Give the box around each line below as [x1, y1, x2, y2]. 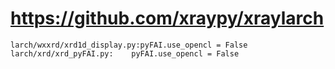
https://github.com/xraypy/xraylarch [10, 7, 325, 30]
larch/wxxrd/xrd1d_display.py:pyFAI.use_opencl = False [10, 40, 248, 50]
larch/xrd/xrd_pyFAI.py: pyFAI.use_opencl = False [10, 48, 240, 59]
